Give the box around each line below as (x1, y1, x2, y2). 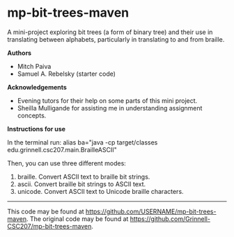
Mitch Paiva (17, 62, 52, 70)
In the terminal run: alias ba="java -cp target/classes (7, 138, 158, 147)
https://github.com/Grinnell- (130, 214, 211, 223)
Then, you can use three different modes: (7, 158, 127, 167)
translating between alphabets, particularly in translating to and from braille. (7, 35, 225, 43)
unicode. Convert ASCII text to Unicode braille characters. (17, 187, 184, 195)
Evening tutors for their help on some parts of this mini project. (17, 96, 198, 105)
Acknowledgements (7, 83, 68, 91)
